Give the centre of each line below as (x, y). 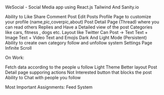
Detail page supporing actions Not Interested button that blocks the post (79, 72)
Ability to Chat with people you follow (43, 78)
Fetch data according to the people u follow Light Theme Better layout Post (81, 67)
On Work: (15, 58)
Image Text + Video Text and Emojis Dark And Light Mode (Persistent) (76, 37)
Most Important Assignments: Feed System (49, 87)
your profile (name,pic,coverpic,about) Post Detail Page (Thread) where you (82, 22)
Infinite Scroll (18, 48)
